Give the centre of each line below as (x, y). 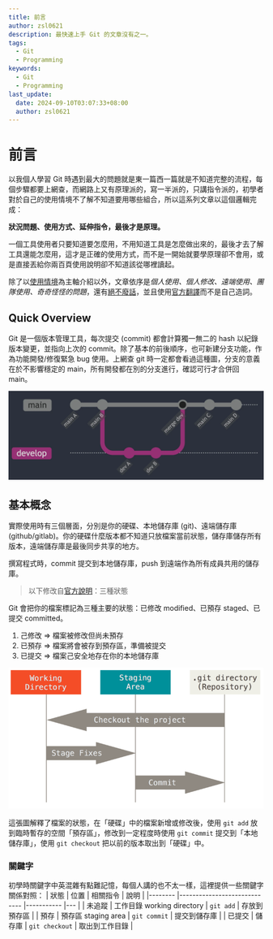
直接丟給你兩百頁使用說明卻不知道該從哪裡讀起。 (97, 265)
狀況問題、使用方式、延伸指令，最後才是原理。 (86, 227)
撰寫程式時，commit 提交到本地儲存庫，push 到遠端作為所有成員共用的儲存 (134, 564)
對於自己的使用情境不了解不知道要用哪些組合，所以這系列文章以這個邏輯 (129, 200)
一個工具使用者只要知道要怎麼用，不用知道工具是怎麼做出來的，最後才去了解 (136, 244)
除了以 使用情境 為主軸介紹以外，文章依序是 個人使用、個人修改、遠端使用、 (132, 282)
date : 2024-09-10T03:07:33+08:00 (72, 103)
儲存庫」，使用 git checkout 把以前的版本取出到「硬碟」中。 (109, 843)
